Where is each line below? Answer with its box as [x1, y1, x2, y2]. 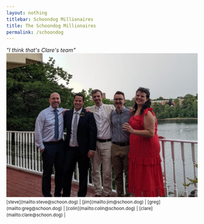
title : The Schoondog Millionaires [6, 23, 97, 29]
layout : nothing [6, 10, 47, 16]
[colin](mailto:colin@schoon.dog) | [66, 206, 138, 212]
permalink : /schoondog [6, 29, 64, 35]
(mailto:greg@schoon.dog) [6, 206, 63, 212]
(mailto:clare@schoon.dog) [6, 212, 63, 219]
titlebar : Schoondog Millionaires [6, 16, 94, 23]
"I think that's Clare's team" [6, 46, 76, 54]
